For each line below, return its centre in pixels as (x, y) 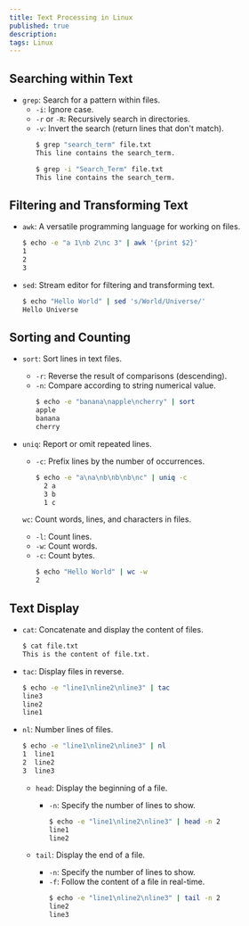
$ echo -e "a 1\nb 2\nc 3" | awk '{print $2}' (110, 243)
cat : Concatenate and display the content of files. (112, 629)
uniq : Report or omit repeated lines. (87, 443)
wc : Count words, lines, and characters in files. (107, 519)
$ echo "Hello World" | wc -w (92, 572)
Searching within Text (71, 78)
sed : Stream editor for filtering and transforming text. (118, 285)
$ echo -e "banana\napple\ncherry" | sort (115, 402)
